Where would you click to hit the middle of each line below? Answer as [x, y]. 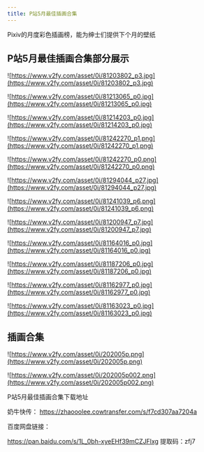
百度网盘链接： [29, 427]
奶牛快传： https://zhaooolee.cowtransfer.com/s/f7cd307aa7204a [102, 412]
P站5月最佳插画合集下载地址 [48, 397]
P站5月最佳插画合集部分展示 [68, 59]
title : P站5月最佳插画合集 [42, 14]
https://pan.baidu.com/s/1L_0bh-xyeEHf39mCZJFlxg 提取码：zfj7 [101, 442]
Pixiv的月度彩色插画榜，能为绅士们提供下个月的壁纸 [81, 34]
